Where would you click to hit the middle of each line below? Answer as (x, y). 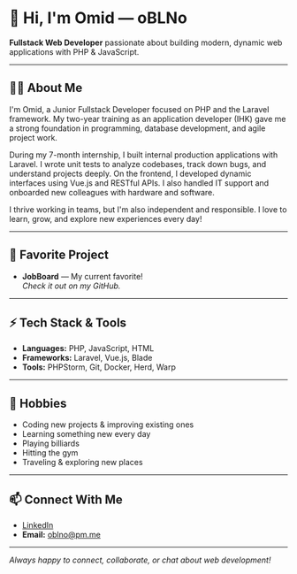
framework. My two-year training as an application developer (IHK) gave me (148, 119)
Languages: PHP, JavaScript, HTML (88, 348)
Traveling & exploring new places (82, 463)
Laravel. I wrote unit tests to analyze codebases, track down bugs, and (138, 164)
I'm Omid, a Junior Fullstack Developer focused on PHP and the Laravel (139, 109)
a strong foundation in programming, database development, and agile (137, 128)
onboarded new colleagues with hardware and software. (112, 192)
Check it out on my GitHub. (71, 286)
